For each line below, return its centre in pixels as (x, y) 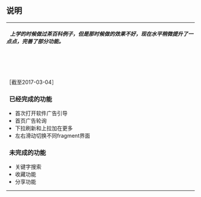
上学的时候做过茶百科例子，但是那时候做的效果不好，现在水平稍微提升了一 (101, 34)
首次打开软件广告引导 (41, 113)
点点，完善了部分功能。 (35, 41)
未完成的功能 (27, 153)
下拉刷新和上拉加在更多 (44, 128)
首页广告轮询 (31, 121)
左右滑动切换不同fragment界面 (52, 136)
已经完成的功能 (31, 99)
